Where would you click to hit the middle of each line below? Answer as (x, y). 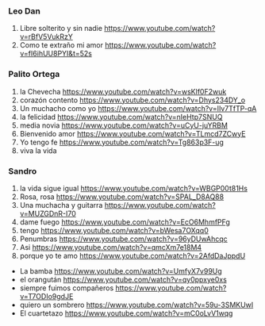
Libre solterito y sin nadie (61, 29)
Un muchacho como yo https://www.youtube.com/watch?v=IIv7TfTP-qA (138, 108)
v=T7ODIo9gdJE (46, 296)
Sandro (23, 171)
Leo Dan (25, 11)
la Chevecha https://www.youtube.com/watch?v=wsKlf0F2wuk (123, 91)
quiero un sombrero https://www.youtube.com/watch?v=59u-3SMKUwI (136, 305)
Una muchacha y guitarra (61, 205)
